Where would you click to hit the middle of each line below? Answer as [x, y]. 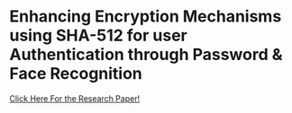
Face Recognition [76, 74]
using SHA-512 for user [98, 35]
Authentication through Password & [146, 55]
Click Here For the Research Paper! [75, 98]
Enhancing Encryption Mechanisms [146, 17]
